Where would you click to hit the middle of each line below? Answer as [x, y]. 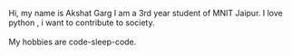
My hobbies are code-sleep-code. [73, 42]
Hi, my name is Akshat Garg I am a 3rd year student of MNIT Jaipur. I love [146, 13]
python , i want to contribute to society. [82, 23]
